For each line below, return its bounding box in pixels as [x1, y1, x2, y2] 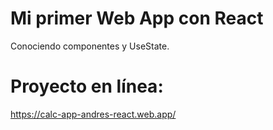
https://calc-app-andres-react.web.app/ [10, 108, 177, 120]
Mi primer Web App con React [10, 7, 264, 30]
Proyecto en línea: [10, 75, 164, 98]
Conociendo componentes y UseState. [10, 40, 170, 52]
